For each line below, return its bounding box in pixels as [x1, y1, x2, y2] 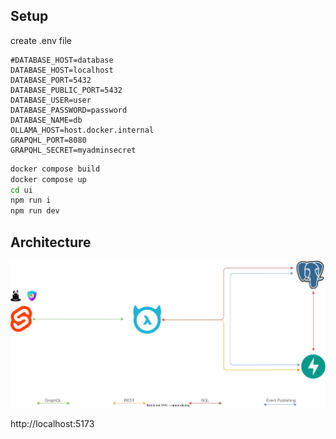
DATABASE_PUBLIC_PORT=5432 [10, 85, 123, 95]
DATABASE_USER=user [10, 95, 92, 105]
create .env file [10, 34, 72, 46]
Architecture [10, 234, 92, 251]
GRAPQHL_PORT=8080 [10, 135, 87, 145]
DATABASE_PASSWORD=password [10, 105, 128, 115]
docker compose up [10, 174, 87, 184]
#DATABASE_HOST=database [10, 55, 114, 65]
